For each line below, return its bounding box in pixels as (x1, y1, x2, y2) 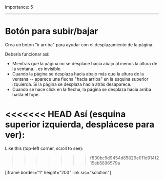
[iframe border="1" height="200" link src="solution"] (5, 169, 111, 175)
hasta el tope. (12, 91, 40, 97)
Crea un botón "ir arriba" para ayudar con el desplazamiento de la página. (5, 41, 154, 48)
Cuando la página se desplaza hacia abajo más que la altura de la (12, 71, 144, 77)
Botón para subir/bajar (5, 26, 99, 37)
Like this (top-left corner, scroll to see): (5, 145, 83, 151)
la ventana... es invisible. (12, 66, 62, 72)
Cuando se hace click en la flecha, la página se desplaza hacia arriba (12, 86, 151, 92)
